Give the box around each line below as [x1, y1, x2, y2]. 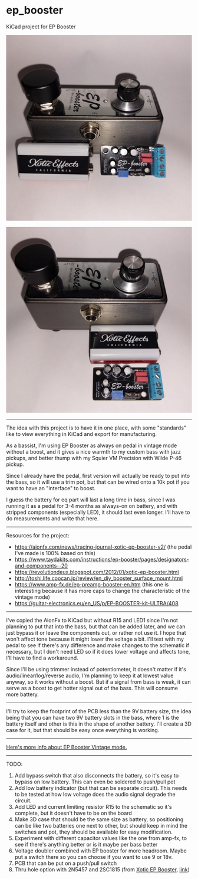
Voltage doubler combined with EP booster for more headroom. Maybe [14, 847, 187, 854]
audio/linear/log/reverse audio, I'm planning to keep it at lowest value [6, 672, 174, 679]
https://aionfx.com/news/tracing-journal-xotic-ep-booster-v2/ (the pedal [14, 543, 192, 550]
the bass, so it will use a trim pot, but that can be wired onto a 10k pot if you [6, 478, 190, 486]
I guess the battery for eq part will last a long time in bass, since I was [6, 496, 176, 503]
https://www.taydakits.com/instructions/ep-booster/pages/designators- [14, 556, 190, 563]
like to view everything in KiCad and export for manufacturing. [6, 430, 157, 437]
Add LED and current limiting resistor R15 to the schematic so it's [14, 803, 172, 810]
